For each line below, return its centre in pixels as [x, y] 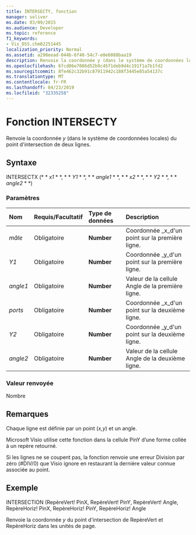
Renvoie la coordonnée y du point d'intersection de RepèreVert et [85, 520]
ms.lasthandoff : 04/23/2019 [40, 88]
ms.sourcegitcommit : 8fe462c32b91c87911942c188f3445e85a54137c [85, 71]
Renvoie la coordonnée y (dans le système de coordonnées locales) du [91, 138]
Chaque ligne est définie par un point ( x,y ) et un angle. [71, 428]
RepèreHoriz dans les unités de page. [51, 526]
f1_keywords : [22, 39]
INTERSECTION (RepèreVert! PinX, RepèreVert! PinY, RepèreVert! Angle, [92, 502]
